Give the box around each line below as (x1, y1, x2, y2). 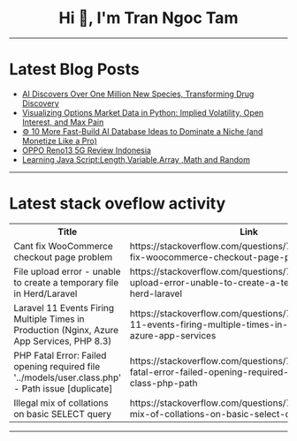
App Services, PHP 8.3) (13, 335, 112, 347)
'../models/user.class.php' (13, 371, 122, 384)
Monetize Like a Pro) (21, 135, 97, 146)
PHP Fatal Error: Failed (13, 349, 107, 361)
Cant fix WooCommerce (13, 240, 113, 252)
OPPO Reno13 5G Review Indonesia (21, 145, 152, 156)
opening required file (13, 360, 101, 372)
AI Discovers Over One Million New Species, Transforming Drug (21, 88, 255, 99)
